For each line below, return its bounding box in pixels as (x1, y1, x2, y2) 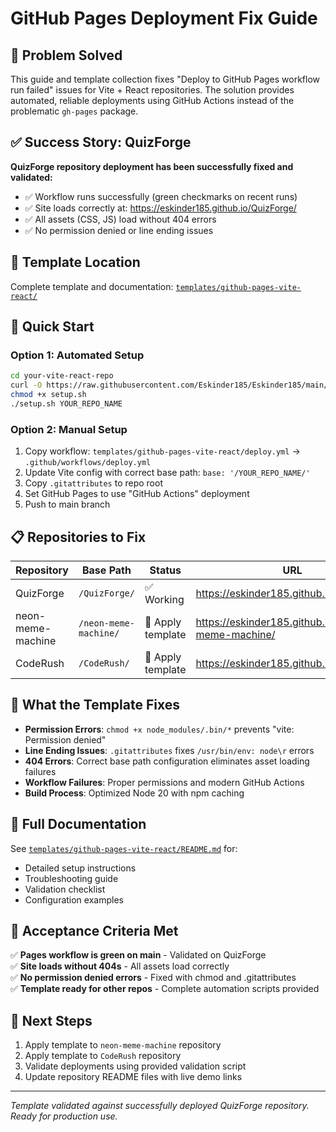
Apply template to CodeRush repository (24, 1050, 182, 1062)
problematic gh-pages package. (10, 105, 139, 117)
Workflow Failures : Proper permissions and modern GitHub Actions (24, 776, 305, 788)
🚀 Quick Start (10, 318, 95, 336)
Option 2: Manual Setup (10, 422, 128, 436)
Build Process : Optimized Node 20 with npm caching (24, 787, 245, 799)
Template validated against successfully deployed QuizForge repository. (10, 1100, 310, 1112)
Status (149, 563, 182, 577)
